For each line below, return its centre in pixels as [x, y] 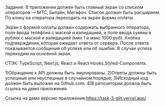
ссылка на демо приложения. [37, 88]
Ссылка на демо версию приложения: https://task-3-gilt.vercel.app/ [76, 98]
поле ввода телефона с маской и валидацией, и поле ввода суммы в [78, 32]
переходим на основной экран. [38, 53]
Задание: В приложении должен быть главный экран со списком [74, 7]
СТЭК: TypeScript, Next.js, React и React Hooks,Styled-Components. [76, 63]
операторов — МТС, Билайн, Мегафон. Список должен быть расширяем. [83, 12]
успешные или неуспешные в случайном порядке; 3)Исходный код [77, 78]
